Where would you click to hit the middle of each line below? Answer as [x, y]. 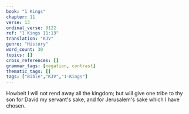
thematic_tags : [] [28, 71]
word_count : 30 [25, 50]
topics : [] [19, 55]
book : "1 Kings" [26, 11]
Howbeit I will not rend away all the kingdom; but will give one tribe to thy [95, 94]
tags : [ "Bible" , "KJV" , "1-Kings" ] [47, 77]
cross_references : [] [33, 60]
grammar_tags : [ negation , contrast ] [51, 66]
